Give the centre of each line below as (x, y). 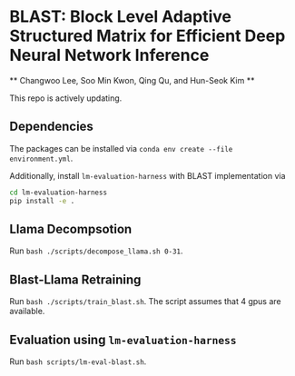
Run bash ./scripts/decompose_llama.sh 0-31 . (96, 251)
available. (27, 312)
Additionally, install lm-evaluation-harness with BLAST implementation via (147, 175)
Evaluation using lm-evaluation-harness (123, 339)
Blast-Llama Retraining (75, 279)
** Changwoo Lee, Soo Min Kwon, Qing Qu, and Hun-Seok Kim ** (132, 80)
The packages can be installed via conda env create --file (121, 148)
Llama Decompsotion (71, 229)
